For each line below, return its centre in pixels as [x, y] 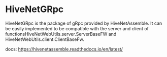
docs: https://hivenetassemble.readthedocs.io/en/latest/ [64, 49]
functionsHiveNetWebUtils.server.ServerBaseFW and [61, 34]
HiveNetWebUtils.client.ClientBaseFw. [45, 39]
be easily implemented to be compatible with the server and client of [77, 28]
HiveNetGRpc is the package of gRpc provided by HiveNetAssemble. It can [84, 23]
